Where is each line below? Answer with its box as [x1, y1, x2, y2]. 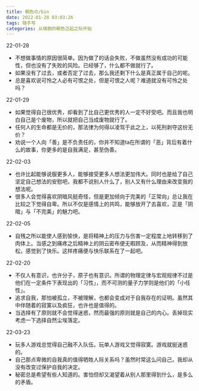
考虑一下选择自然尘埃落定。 [14, 317, 84, 324]
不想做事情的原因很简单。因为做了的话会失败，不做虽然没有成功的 [14, 55, 177, 62]
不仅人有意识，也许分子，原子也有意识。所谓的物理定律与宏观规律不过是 [14, 272, 193, 279]
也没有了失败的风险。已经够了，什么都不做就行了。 [30, 62, 157, 69]
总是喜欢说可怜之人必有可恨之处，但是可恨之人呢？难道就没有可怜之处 [14, 77, 188, 84]
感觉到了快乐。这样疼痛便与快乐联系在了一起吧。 [25, 247, 146, 255]
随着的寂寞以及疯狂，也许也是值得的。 [25, 302, 120, 309]
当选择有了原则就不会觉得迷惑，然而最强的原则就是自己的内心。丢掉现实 [14, 309, 193, 317]
